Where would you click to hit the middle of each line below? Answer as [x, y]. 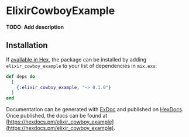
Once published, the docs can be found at [57, 116]
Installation [27, 45]
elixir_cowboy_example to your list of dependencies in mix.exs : [82, 66]
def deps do [20, 76]
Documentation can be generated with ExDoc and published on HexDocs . [95, 109]
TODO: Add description [35, 27]
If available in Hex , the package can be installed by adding [76, 59]
